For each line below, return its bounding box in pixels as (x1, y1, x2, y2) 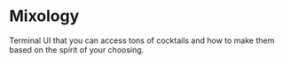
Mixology (9, 6, 80, 26)
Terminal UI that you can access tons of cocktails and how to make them (9, 35, 275, 46)
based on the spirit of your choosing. (9, 44, 145, 54)
